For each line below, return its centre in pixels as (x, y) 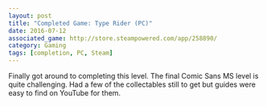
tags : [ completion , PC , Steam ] (61, 53)
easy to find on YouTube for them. (65, 93)
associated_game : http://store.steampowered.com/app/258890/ (113, 38)
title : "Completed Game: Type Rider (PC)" (80, 23)
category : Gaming (37, 46)
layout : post (30, 16)
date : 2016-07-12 (37, 31)
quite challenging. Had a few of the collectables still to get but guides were (132, 84)
